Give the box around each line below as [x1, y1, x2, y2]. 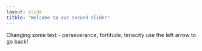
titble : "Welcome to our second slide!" [6, 15, 111, 21]
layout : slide [6, 8, 43, 15]
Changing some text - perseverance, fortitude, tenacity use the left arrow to [6, 31, 197, 38]
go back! [6, 38, 29, 45]
